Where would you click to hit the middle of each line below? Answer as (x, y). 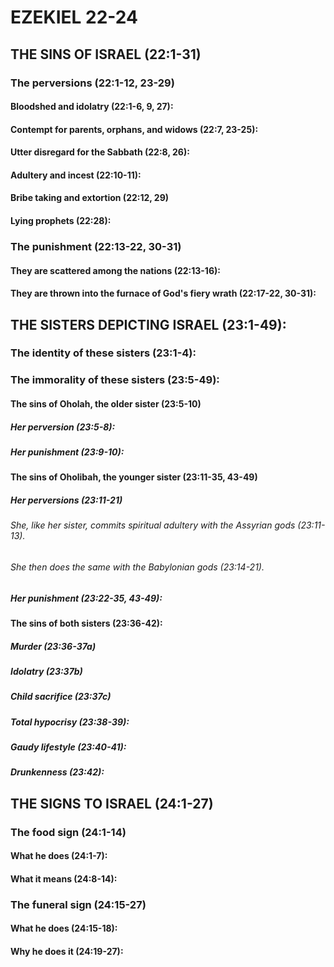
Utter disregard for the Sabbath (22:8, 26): (100, 152)
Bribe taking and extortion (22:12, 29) (90, 198)
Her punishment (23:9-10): (67, 452)
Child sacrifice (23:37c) (61, 697)
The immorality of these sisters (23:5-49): (115, 380)
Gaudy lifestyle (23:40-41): (68, 747)
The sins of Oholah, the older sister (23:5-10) (106, 404)
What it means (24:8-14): (64, 878)
